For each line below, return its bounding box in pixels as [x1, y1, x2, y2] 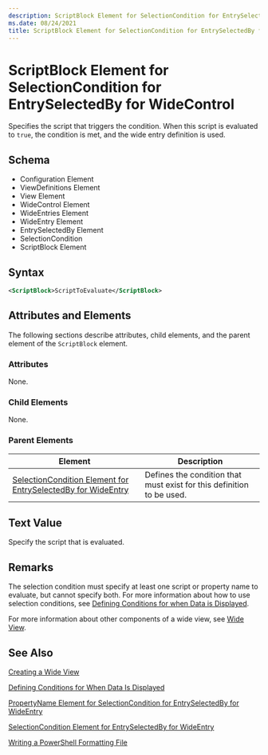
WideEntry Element [19, 217, 84, 226]
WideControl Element [19, 200, 90, 210]
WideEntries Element [19, 209, 89, 218]
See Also [8, 645, 53, 660]
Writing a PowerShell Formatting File [8, 737, 128, 747]
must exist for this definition [144, 479, 249, 490]
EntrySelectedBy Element [19, 226, 104, 235]
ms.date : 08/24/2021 [8, 19, 77, 27]
